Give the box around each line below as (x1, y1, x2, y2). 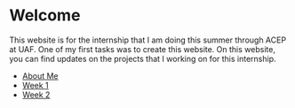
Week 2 (21, 89, 51, 100)
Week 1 (21, 80, 49, 90)
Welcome (9, 5, 81, 26)
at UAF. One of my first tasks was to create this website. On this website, (9, 43, 275, 54)
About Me (21, 70, 60, 81)
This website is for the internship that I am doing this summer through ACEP (9, 35, 287, 45)
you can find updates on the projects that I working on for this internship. (9, 53, 277, 64)
